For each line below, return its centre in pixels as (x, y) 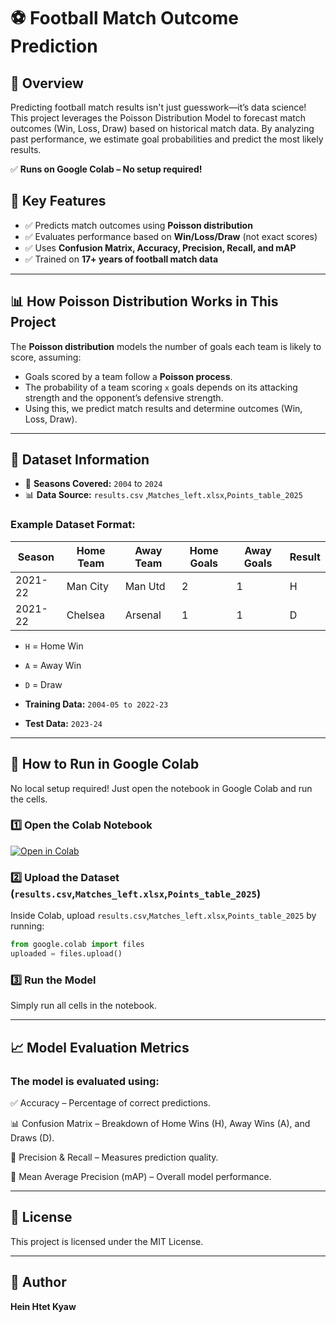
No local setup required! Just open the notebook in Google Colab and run (161, 788)
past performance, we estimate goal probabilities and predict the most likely (167, 139)
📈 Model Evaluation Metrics (100, 1047)
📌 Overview (47, 83)
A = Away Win (53, 665)
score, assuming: (46, 357)
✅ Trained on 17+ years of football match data (121, 259)
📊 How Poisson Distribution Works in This (144, 301)
